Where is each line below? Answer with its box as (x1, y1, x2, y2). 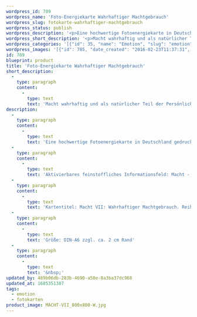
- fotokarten (11, 297, 43, 303)
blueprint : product (6, 57, 54, 63)
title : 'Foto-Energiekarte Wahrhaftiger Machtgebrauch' (6, 63, 145, 69)
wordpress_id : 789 (6, 8, 51, 15)
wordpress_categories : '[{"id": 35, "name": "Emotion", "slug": (6, 42, 167, 47)
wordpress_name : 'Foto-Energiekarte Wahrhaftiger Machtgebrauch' (6, 14, 169, 20)
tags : (6, 286, 19, 292)
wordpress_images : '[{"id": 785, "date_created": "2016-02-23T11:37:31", (6, 47, 191, 53)
